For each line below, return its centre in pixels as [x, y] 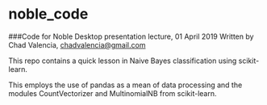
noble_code [48, 14]
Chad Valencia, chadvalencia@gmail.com [77, 44]
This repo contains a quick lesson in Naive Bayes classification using [123, 61]
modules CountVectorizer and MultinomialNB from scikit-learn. [113, 93]
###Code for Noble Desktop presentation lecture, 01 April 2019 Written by [131, 36]
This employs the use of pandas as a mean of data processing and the [125, 85]
